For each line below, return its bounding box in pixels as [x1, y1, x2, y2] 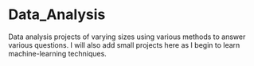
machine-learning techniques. [8, 49, 107, 58]
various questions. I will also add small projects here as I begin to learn [8, 40, 240, 49]
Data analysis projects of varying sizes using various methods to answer [8, 32, 246, 41]
